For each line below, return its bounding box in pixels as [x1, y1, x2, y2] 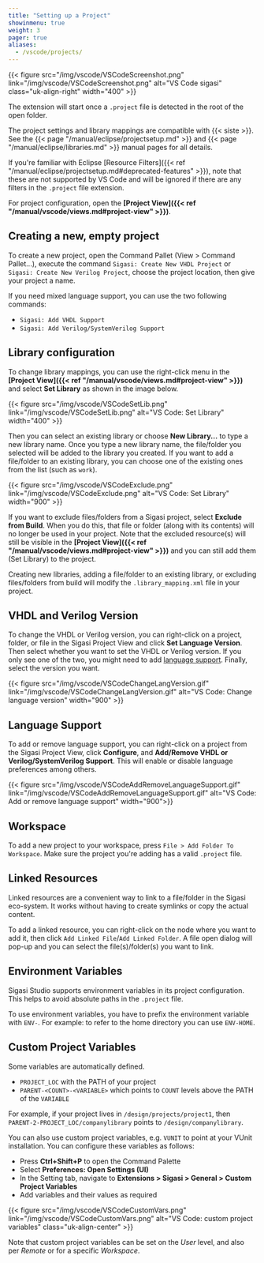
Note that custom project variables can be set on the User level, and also [8, 1237, 244, 1246]
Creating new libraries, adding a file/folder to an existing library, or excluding [8, 569, 257, 579]
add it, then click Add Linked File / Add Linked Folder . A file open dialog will [8, 933, 253, 942]
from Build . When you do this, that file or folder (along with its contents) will [8, 521, 255, 530]
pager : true [8, 33, 47, 42]
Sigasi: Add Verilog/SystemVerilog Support [19, 325, 165, 333]
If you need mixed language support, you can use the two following [8, 291, 227, 300]
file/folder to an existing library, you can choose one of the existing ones [8, 456, 244, 466]
